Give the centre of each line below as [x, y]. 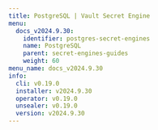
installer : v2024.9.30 [54, 91]
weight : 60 [41, 61]
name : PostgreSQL [52, 46]
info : [17, 76]
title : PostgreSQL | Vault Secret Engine [79, 16]
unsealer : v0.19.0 [47, 106]
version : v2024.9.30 [50, 114]
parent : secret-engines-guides [76, 53]
